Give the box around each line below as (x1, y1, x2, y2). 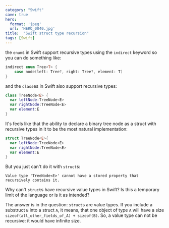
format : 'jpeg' (10, 21, 42, 27)
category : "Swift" (5, 7, 44, 13)
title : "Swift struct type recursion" (5, 31, 89, 36)
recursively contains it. (5, 178, 60, 183)
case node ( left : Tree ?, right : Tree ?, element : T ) (14, 69, 123, 74)
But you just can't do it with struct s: (5, 163, 81, 169)
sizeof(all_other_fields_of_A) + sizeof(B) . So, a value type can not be (5, 212, 157, 218)
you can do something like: (5, 54, 62, 61)
